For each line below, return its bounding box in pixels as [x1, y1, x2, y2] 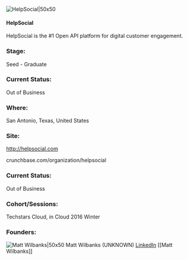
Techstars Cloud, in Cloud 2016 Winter [6, 213, 101, 220]
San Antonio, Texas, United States [6, 117, 90, 124]
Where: [6, 104, 28, 112]
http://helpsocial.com [6, 145, 58, 152]
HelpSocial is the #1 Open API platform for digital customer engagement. [6, 33, 183, 40]
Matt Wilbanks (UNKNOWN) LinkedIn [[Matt [65, 242, 173, 249]
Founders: [6, 228, 37, 236]
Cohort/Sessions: [6, 200, 58, 208]
